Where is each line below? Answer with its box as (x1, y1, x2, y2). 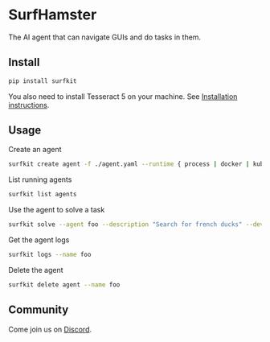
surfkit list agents (8, 191, 78, 199)
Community (8, 303, 69, 317)
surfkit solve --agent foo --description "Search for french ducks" (8, 220, 243, 229)
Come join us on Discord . (8, 324, 92, 334)
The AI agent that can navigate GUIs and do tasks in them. (8, 32, 202, 42)
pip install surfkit (8, 76, 78, 85)
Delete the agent (8, 265, 63, 274)
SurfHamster (8, 6, 97, 24)
